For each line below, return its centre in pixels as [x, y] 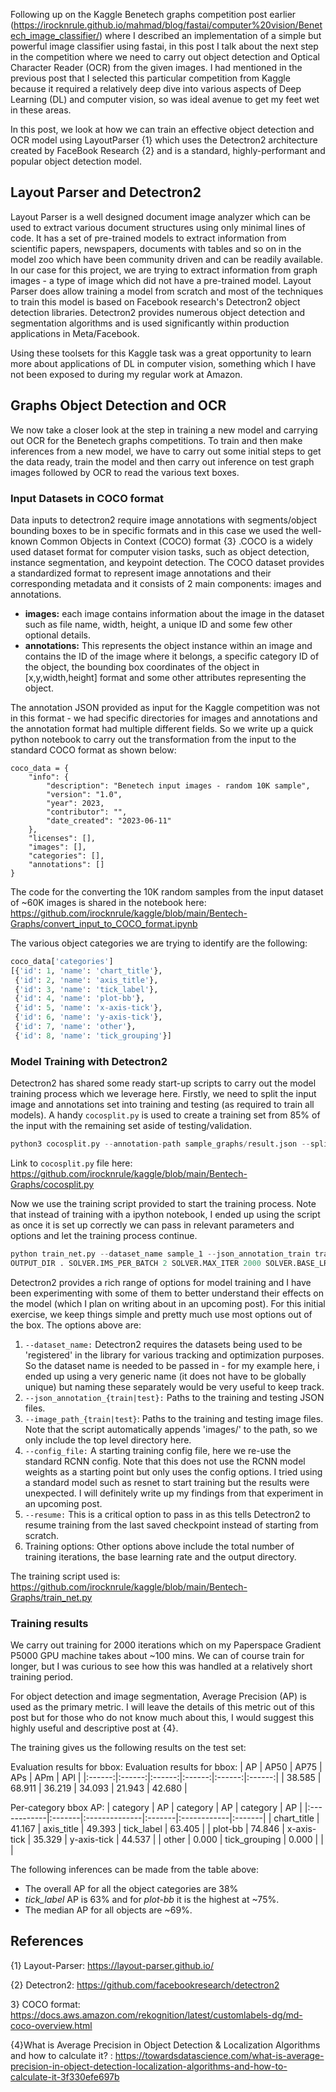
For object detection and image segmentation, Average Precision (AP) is [158, 1696]
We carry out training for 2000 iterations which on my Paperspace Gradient [166, 1645]
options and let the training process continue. [104, 1235]
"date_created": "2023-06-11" [109, 820]
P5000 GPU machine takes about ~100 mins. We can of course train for [157, 1656]
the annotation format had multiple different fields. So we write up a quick [162, 728]
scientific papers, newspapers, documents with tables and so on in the [156, 248]
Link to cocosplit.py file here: [71, 1163]
